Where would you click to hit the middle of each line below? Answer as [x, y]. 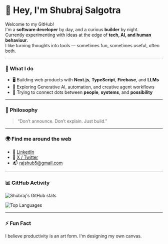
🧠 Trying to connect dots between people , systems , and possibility [82, 92]
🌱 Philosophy [21, 110]
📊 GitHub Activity [27, 183]
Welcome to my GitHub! [29, 24]
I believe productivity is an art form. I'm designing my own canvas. [73, 236]
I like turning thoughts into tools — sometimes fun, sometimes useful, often [82, 45]
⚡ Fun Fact [18, 223]
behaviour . [17, 40]
